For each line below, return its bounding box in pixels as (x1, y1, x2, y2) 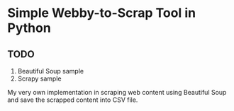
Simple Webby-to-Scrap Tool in (7, 5, 196, 21)
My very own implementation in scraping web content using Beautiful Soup (7, 88, 227, 96)
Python (7, 20, 51, 36)
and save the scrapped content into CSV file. (7, 95, 138, 104)
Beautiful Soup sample (17, 67, 84, 75)
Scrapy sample (17, 74, 62, 83)
